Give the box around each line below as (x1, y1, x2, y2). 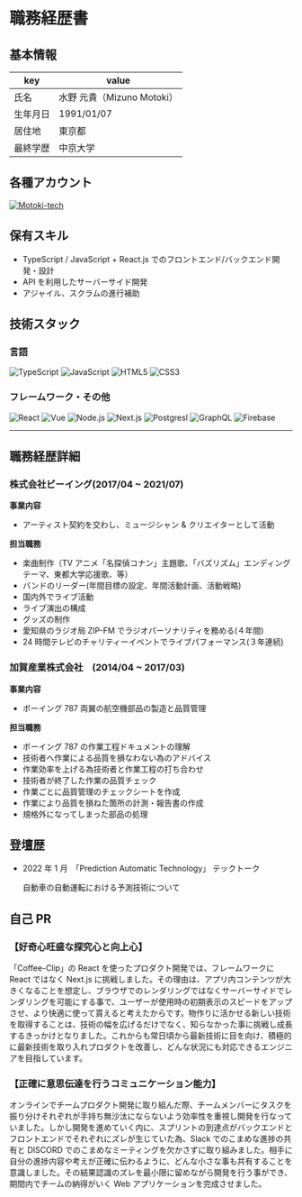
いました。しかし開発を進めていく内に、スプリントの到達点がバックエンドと (9, 1122, 293, 1133)
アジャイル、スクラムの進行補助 (22, 288, 141, 298)
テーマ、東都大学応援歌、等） (22, 569, 133, 580)
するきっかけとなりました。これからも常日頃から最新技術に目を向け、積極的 (9, 1030, 292, 1041)
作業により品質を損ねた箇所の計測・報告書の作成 (22, 797, 204, 808)
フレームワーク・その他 (9, 391, 111, 404)
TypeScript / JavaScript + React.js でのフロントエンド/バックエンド (22, 253, 272, 264)
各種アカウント (9, 175, 93, 190)
